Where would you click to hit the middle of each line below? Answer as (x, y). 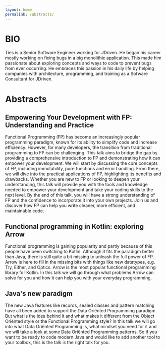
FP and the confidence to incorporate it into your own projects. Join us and (82, 200)
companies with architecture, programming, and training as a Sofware (77, 74)
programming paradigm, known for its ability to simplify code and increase (81, 142)
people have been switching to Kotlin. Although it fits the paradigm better (80, 252)
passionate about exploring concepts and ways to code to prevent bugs (79, 63)
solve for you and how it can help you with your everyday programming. (79, 278)
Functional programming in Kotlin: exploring (75, 226)
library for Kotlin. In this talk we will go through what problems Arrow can (80, 273)
